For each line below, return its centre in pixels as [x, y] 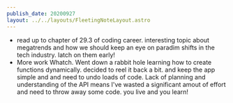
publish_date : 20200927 [41, 14]
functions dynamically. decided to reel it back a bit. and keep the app [116, 70]
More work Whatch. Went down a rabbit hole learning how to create [114, 62]
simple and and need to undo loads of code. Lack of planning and [111, 77]
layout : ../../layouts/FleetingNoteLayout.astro [78, 20]
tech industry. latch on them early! [66, 55]
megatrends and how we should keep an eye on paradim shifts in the [116, 47]
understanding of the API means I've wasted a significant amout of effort [121, 84]
